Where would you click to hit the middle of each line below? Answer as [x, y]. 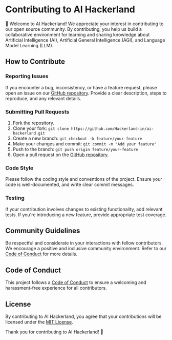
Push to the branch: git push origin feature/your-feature [75, 149]
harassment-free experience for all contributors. [56, 288]
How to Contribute [35, 62]
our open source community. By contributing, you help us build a [74, 29]
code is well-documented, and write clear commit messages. [70, 185]
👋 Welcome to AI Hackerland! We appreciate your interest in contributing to [84, 24]
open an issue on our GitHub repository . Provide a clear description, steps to [86, 93]
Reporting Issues [27, 77]
